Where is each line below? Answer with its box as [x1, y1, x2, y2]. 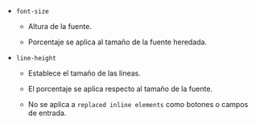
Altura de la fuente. [27, 22, 93, 31]
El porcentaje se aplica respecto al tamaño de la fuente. [27, 84, 213, 93]
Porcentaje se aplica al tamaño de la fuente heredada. [27, 37, 208, 47]
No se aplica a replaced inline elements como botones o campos [27, 100, 249, 109]
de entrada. [27, 108, 67, 118]
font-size [15, 7, 50, 15]
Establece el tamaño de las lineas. [27, 68, 141, 78]
